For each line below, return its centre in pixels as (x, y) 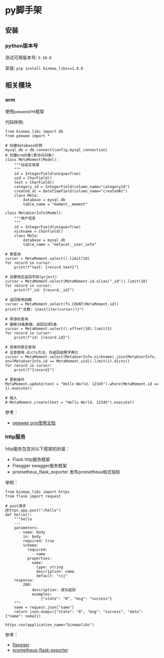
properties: (40, 558)
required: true (39, 541)
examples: (42, 594)
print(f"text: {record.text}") (46, 267)
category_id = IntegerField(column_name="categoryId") (72, 187)
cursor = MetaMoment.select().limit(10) (48, 258)
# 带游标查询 (17, 319)
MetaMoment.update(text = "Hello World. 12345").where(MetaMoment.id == (82, 384)
